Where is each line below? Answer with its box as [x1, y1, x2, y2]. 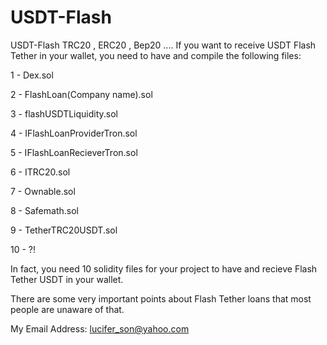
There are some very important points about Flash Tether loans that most [10, 292, 312, 305]
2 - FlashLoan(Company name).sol [10, 88, 153, 100]
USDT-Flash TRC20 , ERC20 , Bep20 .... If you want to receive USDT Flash [10, 39, 317, 51]
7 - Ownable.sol [10, 185, 76, 197]
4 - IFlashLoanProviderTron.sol [10, 127, 138, 139]
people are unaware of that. [10, 303, 125, 315]
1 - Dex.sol [10, 69, 54, 81]
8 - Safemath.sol [10, 204, 79, 216]
